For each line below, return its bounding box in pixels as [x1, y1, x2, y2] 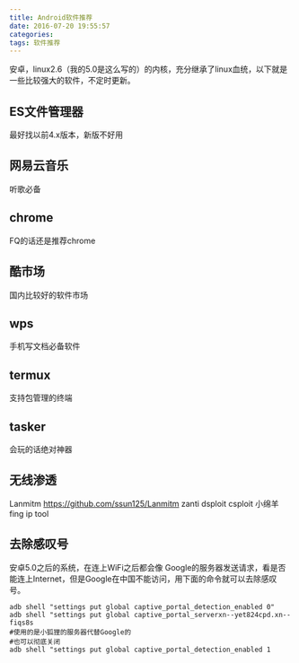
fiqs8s [9, 618, 34, 627]
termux [9, 367, 51, 382]
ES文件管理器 [9, 104, 84, 119]
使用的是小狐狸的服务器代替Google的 [13, 627, 132, 637]
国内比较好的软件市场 [9, 289, 88, 301]
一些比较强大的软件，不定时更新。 [9, 75, 136, 86]
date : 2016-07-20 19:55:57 [9, 22, 110, 31]
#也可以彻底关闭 [9, 637, 61, 646]
